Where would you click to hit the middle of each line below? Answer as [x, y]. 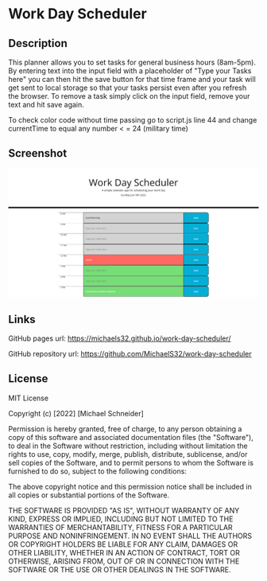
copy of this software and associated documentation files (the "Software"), [131, 437]
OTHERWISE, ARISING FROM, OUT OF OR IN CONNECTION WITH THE [124, 561]
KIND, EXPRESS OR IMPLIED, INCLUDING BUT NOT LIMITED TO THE [121, 519]
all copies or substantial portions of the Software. [89, 495]
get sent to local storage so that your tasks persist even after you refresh [128, 88]
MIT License [29, 398]
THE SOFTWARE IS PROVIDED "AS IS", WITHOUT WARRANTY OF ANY [124, 510]
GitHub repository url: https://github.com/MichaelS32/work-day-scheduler [130, 354]
